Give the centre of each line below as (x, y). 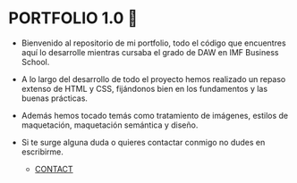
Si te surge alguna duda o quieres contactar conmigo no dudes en (143, 142)
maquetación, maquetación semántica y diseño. (110, 125)
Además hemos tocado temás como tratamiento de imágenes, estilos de (155, 115)
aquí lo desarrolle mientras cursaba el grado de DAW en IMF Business (150, 52)
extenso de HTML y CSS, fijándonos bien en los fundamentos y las (144, 88)
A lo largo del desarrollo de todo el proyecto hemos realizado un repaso (153, 79)
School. (35, 62)
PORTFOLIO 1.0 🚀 (73, 18)
